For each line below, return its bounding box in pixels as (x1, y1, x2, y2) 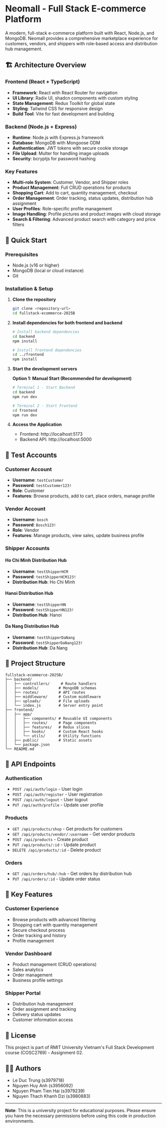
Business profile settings (12, 977, 63, 983)
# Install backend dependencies (12, 329, 80, 334)
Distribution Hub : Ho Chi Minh (12, 579, 76, 585)
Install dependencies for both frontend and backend (12, 319, 123, 326)
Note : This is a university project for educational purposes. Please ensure (5, 1107, 156, 1113)
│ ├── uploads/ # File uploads (5, 698, 90, 704)
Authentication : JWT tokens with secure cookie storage (12, 145, 128, 151)
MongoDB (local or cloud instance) (12, 267, 84, 274)
